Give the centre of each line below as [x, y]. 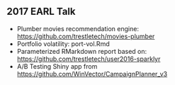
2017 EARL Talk [41, 12]
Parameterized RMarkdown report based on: [82, 51]
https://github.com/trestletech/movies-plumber [86, 36]
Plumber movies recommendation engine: [78, 28]
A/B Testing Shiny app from [57, 66]
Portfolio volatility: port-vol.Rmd [63, 44]
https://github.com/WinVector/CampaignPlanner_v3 [92, 74]
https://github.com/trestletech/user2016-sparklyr [89, 59]
